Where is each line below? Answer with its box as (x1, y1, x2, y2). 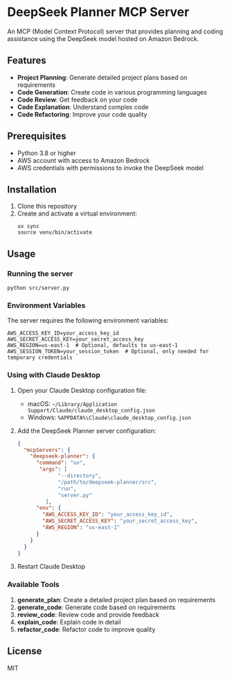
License (7, 645, 42, 657)
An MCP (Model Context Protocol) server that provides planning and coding (7, 27, 224, 35)
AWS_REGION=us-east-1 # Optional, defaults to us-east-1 (7, 342, 178, 349)
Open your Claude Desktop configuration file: (17, 386, 148, 394)
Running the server (7, 268, 73, 278)
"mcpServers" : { (24, 446, 71, 453)
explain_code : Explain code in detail (17, 618, 121, 626)
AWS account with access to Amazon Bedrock (17, 156, 150, 164)
